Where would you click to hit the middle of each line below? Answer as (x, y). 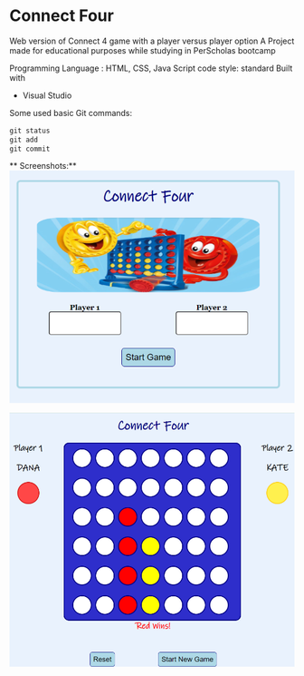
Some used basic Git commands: (71, 113)
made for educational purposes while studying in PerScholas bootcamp (142, 50)
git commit (30, 149)
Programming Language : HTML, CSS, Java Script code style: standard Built (151, 68)
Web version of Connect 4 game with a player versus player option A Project (152, 41)
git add (24, 140)
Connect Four (62, 16)
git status (30, 131)
